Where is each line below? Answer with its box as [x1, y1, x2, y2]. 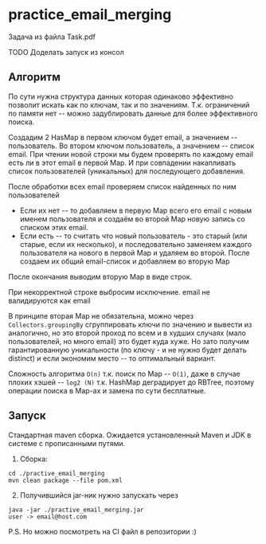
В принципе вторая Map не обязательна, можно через [8, 311, 194, 320]
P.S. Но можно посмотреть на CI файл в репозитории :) [8, 526, 197, 536]
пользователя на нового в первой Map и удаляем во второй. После [19, 248, 250, 257]
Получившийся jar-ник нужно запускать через [19, 490, 178, 499]
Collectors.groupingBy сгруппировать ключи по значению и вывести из [8, 319, 252, 329]
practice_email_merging [8, 6, 172, 24]
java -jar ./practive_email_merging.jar [8, 506, 145, 514]
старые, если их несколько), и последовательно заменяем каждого [19, 239, 252, 249]
